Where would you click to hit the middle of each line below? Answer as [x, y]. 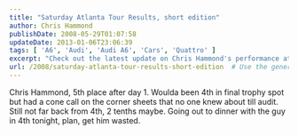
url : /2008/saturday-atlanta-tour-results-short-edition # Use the [138, 67]
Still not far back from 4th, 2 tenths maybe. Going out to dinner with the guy [148, 111]
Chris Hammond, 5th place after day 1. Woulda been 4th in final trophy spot [147, 92]
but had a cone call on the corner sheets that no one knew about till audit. [144, 101]
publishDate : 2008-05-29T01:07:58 [73, 34]
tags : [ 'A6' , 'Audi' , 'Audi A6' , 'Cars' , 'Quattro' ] [113, 51]
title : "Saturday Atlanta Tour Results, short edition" [114, 17]
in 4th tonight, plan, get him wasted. [75, 120]
